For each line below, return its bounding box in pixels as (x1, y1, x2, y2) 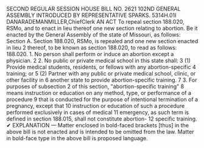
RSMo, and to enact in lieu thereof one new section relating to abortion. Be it (6, 24, 198, 32)
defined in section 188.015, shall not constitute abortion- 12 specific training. (6, 115, 197, 122)
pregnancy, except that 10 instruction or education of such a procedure (6, 102, 185, 109)
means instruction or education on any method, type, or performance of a (6, 90, 192, 96)
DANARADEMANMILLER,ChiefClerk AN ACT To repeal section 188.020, (6, 18, 185, 25)
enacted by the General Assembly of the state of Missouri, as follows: (6, 31, 181, 38)
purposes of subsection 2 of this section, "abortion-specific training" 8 (6, 83, 185, 90)
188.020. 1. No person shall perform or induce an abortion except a (6, 51, 174, 57)
